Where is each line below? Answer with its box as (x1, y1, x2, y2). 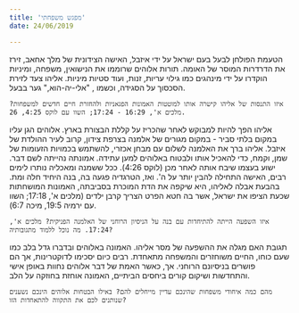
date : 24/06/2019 (9, 21, 74, 30)
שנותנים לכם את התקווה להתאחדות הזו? (9, 295, 127, 304)
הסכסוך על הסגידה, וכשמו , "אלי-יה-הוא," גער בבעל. (9, 82, 186, 93)
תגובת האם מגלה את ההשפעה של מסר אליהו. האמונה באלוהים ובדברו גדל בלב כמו (9, 242, 287, 252)
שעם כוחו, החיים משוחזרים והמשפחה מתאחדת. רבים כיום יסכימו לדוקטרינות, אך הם (9, 251, 290, 261)
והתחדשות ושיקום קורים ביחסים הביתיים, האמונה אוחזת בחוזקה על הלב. (9, 269, 250, 281)
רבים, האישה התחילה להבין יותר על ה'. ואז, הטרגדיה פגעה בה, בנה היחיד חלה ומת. (9, 171, 287, 182)
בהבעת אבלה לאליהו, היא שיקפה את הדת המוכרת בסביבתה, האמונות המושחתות (9, 180, 280, 192)
